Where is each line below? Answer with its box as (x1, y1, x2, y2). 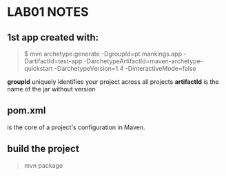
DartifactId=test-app (23, 57, 83, 65)
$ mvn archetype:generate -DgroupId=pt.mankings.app (23, 49, 183, 58)
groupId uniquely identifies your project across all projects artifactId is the (7, 78, 219, 86)
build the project (7, 143, 79, 155)
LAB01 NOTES (7, 4, 89, 20)
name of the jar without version (7, 85, 96, 93)
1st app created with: (7, 32, 99, 43)
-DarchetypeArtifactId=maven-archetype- (83, 57, 203, 65)
